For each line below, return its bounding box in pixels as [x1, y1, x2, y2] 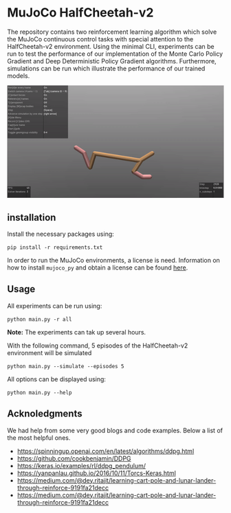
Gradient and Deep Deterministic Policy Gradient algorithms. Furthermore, [7, 57, 217, 65]
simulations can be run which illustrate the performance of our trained [7, 64, 206, 72]
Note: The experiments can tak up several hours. [7, 328, 146, 336]
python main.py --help [7, 389, 72, 396]
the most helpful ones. [7, 433, 71, 442]
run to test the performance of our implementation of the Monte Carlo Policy [7, 50, 223, 58]
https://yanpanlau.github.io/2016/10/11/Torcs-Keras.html [16, 469, 177, 477]
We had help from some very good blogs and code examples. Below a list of [7, 426, 223, 434]
